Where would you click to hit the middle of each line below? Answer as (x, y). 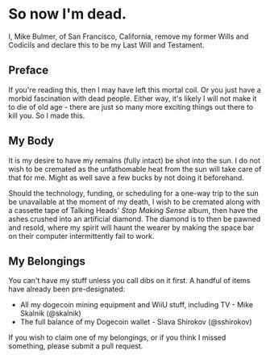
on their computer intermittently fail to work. (81, 236)
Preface (29, 71)
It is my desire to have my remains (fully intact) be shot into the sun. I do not (134, 160)
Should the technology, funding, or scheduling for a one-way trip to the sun (134, 193)
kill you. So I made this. (47, 115)
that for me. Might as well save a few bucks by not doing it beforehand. (126, 177)
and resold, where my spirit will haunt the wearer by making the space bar (131, 228)
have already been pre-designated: (67, 289)
